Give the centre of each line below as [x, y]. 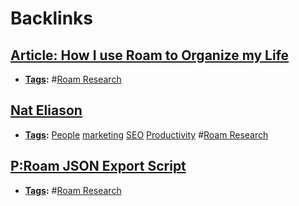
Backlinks [52, 18]
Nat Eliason [46, 110]
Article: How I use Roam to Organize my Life [150, 55]
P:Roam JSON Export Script [98, 166]
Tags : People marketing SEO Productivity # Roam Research [146, 134]
